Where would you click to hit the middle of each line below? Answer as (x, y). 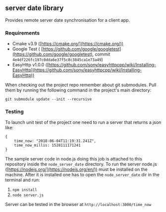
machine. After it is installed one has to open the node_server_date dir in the (82, 175)
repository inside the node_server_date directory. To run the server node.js (81, 164)
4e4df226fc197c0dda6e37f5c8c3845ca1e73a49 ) (57, 59)
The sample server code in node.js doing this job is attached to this (74, 159)
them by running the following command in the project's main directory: (78, 90)
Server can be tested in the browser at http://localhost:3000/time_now (78, 205)
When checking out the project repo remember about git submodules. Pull (81, 85)
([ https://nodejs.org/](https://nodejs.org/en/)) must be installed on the (76, 169)
